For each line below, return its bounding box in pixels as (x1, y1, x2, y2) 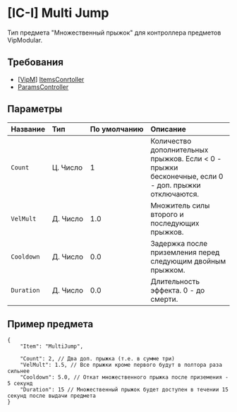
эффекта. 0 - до (150, 285, 205, 295)
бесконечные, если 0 (150, 171, 224, 181)
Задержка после (150, 238, 208, 248)
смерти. (150, 294, 178, 304)
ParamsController (17, 83, 69, 91)
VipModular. (7, 35, 43, 44)
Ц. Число (51, 163, 83, 172)
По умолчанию (90, 124, 144, 134)
